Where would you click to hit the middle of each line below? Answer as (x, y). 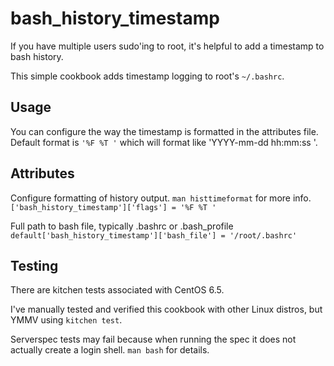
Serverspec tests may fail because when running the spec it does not (153, 339)
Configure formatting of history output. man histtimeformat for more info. (161, 198)
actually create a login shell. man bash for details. (110, 350)
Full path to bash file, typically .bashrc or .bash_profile (122, 226)
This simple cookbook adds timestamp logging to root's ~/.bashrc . (147, 76)
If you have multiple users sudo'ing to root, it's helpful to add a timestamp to (167, 46)
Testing (34, 265)
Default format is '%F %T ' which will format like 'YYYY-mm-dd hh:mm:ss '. (164, 142)
